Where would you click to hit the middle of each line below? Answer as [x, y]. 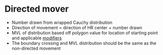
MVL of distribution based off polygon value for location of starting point [85, 33]
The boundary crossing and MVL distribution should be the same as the [84, 43]
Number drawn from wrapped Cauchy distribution [62, 22]
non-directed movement [36, 48]
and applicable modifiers [37, 38]
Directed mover [37, 9]
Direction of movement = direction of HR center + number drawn [77, 27]
